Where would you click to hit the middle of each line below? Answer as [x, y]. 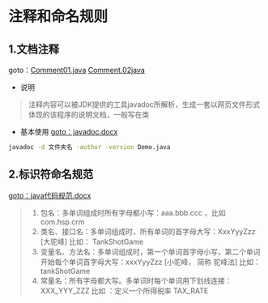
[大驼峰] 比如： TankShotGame [92, 241]
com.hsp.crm [62, 222]
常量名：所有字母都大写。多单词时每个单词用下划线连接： [136, 280]
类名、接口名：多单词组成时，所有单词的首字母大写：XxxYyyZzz [148, 231]
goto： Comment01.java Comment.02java [77, 70]
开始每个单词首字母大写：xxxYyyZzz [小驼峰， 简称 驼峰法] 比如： [150, 262]
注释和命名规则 [58, 17]
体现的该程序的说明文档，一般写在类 [89, 115]
